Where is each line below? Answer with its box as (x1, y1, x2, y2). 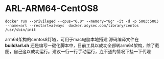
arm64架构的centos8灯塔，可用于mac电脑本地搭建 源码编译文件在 (5, 36, 139, 42)
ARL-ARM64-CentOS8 (5, 3, 99, 14)
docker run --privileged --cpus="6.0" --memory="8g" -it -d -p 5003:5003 (5, 19, 159, 24)
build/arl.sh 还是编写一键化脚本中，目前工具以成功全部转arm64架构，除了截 (5, 42, 160, 48)
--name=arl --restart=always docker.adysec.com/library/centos (5, 23, 139, 28)
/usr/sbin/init (5, 27, 36, 32)
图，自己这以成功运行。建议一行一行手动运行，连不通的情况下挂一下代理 (5, 48, 151, 54)
